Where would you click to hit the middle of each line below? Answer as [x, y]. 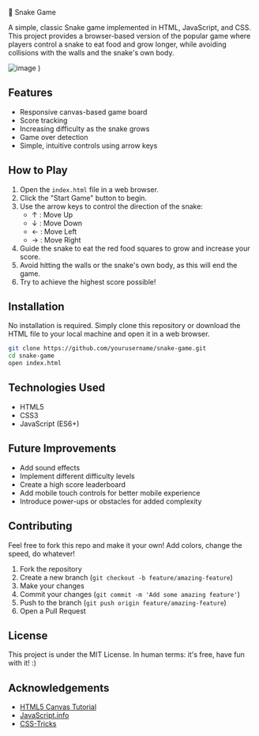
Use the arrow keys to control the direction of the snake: [111, 206]
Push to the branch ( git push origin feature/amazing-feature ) [123, 602]
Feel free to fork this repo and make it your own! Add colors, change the [125, 545]
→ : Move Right [56, 240]
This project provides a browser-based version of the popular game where [129, 36]
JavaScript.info [44, 715]
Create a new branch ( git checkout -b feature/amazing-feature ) [126, 577]
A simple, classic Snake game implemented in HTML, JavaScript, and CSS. [129, 27]
